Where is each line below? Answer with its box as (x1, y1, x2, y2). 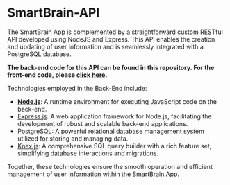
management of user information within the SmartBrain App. (7, 170, 179, 178)
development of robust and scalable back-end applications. (17, 119, 188, 127)
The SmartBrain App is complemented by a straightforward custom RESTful (7, 28, 224, 36)
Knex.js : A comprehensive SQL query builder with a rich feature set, (17, 141, 212, 150)
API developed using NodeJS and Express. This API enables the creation (7, 35, 215, 43)
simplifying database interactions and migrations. (17, 149, 158, 157)
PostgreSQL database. (7, 50, 72, 58)
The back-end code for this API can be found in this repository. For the (7, 63, 215, 71)
